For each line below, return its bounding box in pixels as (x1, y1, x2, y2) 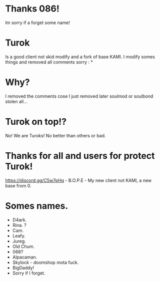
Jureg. (12, 238, 26, 244)
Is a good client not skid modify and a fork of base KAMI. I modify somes (5, 54, 155, 60)
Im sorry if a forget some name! (5, 20, 70, 26)
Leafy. (12, 232, 26, 238)
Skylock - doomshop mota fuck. (12, 259, 79, 265)
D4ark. (12, 216, 27, 223)
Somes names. (5, 200, 68, 211)
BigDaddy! (12, 264, 34, 270)
